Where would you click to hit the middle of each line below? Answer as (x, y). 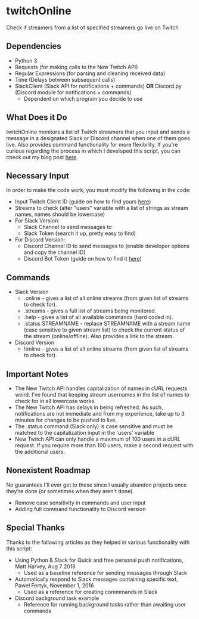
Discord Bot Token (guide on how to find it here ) (83, 259)
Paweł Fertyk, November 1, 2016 (54, 585)
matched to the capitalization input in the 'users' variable (85, 433)
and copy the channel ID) (55, 252)
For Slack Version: (37, 221)
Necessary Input (38, 176)
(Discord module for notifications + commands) (73, 92)
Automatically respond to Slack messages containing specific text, (97, 579)
